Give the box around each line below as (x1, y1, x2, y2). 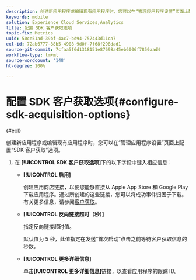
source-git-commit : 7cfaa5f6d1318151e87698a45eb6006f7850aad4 (6, 47, 160, 53)
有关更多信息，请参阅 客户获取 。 (23, 198, 100, 205)
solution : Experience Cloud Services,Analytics (6, 19, 124, 25)
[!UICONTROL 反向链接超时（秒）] (23, 211, 104, 218)
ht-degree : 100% (6, 63, 45, 69)
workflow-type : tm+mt (6, 52, 59, 58)
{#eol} (6, 127, 22, 134)
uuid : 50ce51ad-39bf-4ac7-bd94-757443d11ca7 (6, 36, 116, 42)
